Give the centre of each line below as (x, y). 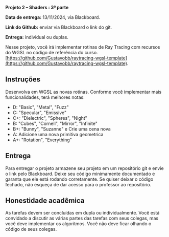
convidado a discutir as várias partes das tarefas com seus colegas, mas (82, 218)
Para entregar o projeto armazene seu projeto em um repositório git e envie (85, 168)
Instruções (23, 80)
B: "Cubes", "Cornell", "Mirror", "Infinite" (55, 123)
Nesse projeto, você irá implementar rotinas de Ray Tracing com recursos (83, 47)
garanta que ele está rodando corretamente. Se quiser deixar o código (79, 179)
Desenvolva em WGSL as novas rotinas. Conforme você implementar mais (83, 92)
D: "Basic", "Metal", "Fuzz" (41, 107)
